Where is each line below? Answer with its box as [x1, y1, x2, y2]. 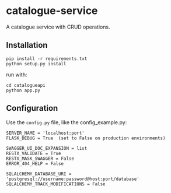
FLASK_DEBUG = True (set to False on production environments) [6, 135, 166, 141]
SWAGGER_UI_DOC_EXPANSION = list [6, 145, 88, 151]
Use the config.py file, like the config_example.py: [6, 118, 127, 126]
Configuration [6, 103, 58, 113]
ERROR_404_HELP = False [6, 160, 64, 167]
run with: [6, 71, 27, 78]
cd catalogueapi [6, 82, 46, 88]
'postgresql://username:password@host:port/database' [6, 176, 140, 182]
